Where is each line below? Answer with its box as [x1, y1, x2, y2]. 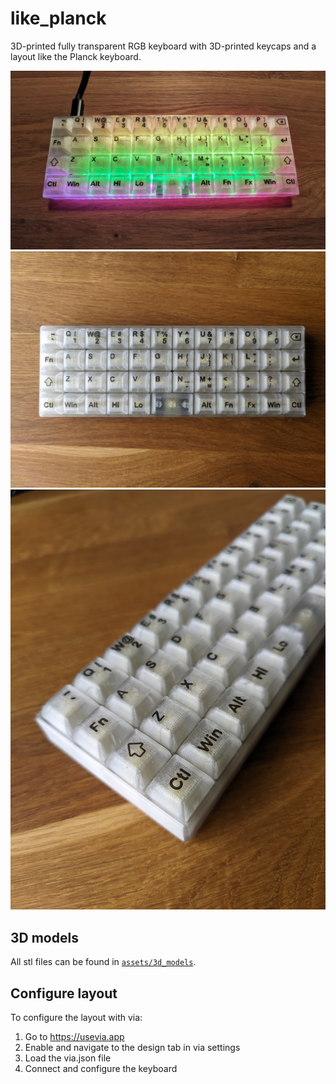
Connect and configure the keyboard [24, 1063, 178, 1075]
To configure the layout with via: [10, 1012, 143, 1024]
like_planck [10, 7, 107, 30]
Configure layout [10, 985, 118, 1002]
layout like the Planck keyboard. [10, 50, 142, 62]
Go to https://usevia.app [24, 1031, 125, 1043]
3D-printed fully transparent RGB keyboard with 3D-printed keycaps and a [10, 40, 317, 52]
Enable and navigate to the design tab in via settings [24, 1042, 241, 1054]
